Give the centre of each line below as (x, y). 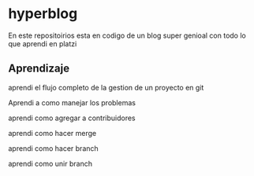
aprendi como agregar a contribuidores (72, 118)
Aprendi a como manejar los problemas (72, 102)
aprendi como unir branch (50, 163)
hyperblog (43, 14)
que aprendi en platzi (43, 43)
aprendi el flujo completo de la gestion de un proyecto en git (106, 87)
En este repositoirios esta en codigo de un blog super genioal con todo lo (127, 35)
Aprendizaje (39, 69)
